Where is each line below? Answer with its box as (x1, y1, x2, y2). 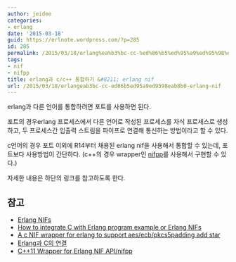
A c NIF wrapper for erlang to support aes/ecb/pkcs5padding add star (17, 230, 221, 239)
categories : (7, 17, 42, 24)
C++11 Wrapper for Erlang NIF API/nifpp (17, 247, 133, 256)
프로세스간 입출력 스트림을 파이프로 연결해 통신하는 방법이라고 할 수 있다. (29, 126, 228, 135)
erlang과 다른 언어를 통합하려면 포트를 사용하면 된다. (7, 103, 152, 111)
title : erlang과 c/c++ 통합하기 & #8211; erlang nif (7, 75, 155, 83)
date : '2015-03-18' (7, 30, 65, 37)
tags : (7, 56, 23, 63)
